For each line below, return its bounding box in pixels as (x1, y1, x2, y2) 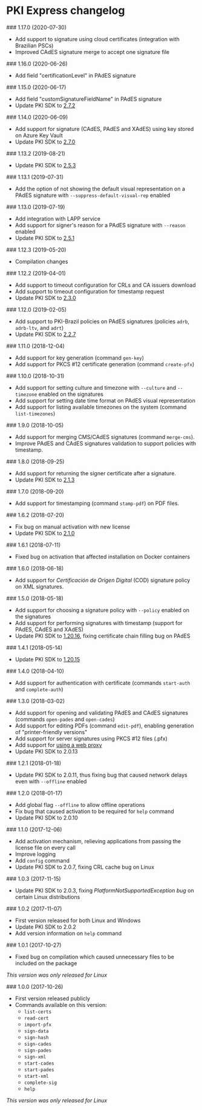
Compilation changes (15, 258, 68, 265)
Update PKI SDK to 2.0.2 (15, 923, 77, 931)
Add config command (15, 857, 70, 864)
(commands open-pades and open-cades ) (15, 715, 115, 723)
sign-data (24, 1028, 50, 1034)
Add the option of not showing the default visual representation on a (15, 185, 186, 192)
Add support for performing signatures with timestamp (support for (15, 619, 183, 626)
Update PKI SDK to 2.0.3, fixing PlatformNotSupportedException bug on (15, 886, 195, 894)
